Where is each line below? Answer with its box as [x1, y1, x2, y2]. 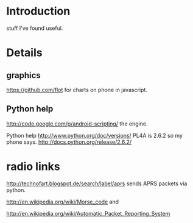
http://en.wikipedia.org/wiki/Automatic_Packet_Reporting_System [6, 210, 170, 217]
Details [6, 46, 43, 60]
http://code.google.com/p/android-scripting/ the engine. [6, 120, 148, 127]
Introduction [6, 4, 71, 18]
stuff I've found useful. [6, 24, 63, 32]
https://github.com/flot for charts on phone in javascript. [6, 86, 148, 93]
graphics [6, 70, 41, 80]
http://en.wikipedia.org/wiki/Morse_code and [6, 198, 119, 205]
